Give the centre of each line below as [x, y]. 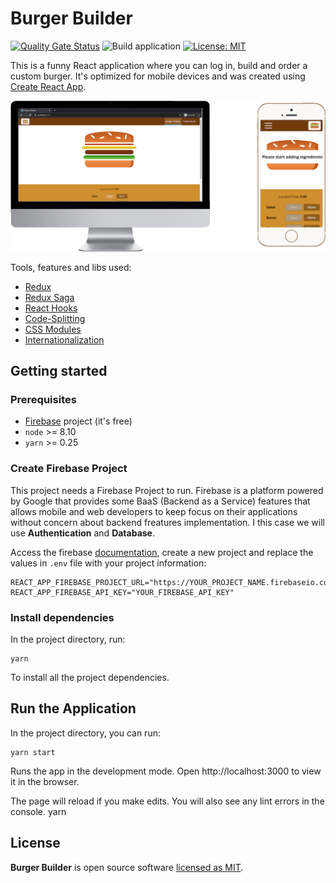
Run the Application [73, 708]
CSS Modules [53, 329]
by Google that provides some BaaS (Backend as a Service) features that [160, 501]
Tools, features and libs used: [71, 267]
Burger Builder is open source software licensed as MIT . [127, 867]
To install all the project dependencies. [90, 677]
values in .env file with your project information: [108, 563]
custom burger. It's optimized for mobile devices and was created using [158, 76]
